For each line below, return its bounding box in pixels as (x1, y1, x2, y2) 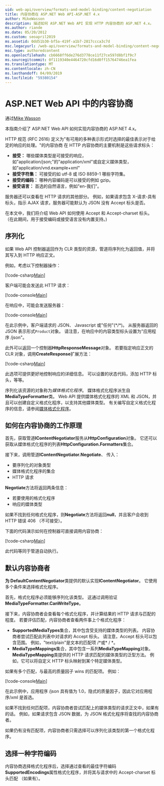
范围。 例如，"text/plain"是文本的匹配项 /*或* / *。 (16, 640, 118, 645)
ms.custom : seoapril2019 (5, 35, 56, 40)
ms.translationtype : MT (5, 62, 54, 67)
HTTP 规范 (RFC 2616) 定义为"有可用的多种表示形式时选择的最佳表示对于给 (5, 136, 156, 142)
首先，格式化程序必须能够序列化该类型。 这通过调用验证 (5, 595, 118, 600)
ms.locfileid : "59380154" (5, 75, 58, 80)
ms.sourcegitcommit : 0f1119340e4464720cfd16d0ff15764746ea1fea (5, 57, 137, 62)
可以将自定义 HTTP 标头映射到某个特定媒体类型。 (25, 658, 125, 664)
